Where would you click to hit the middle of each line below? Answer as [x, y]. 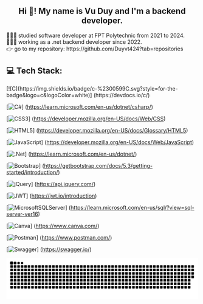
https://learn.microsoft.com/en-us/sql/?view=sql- [132, 207]
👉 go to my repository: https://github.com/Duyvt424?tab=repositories [95, 49]
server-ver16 [22, 214]
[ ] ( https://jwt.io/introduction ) [52, 196]
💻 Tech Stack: [34, 71]
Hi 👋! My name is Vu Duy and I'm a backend [102, 11]
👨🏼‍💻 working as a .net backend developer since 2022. [74, 42]
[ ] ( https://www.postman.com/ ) [59, 237]
